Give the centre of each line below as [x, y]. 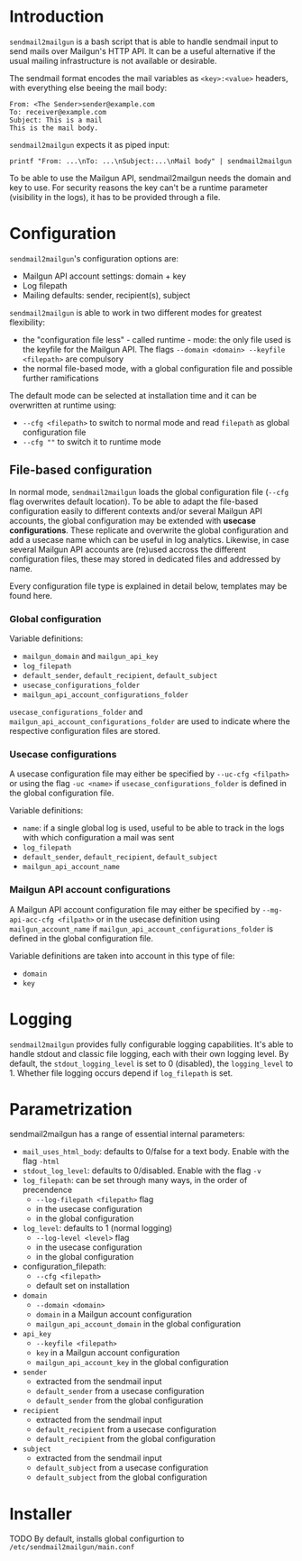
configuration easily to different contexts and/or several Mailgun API [136, 510]
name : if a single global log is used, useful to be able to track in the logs [153, 828]
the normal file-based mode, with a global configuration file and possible [157, 368]
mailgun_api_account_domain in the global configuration [138, 1324]
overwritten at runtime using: [63, 405]
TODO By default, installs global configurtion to [97, 1538]
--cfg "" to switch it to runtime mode [92, 441]
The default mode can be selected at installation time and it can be [133, 395]
